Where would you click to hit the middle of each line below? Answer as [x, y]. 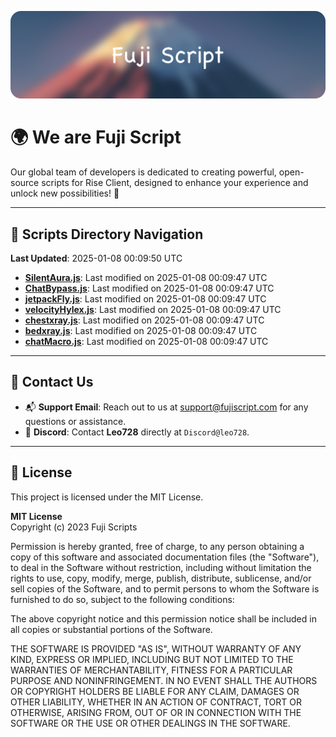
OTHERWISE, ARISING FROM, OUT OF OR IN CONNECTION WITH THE [156, 712]
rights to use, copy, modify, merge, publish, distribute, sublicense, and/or [161, 578]
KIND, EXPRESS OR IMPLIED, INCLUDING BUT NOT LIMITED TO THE [152, 659]
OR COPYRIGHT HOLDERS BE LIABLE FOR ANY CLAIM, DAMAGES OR [155, 691]
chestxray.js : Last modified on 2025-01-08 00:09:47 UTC [144, 320]
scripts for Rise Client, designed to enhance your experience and [175, 183]
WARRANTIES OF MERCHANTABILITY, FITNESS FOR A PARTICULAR [151, 670]
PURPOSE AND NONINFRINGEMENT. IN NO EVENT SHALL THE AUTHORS [164, 680]
